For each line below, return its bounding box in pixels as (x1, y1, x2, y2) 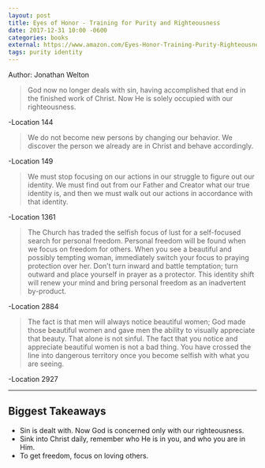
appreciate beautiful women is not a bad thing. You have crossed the (27, 342, 252, 352)
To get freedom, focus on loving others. (19, 451, 149, 460)
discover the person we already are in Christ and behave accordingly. (27, 142, 254, 150)
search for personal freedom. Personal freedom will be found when (27, 236, 246, 245)
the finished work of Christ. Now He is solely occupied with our (27, 94, 233, 103)
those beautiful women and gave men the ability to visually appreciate (27, 326, 256, 334)
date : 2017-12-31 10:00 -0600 (8, 26, 108, 34)
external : (8, 41, 41, 49)
